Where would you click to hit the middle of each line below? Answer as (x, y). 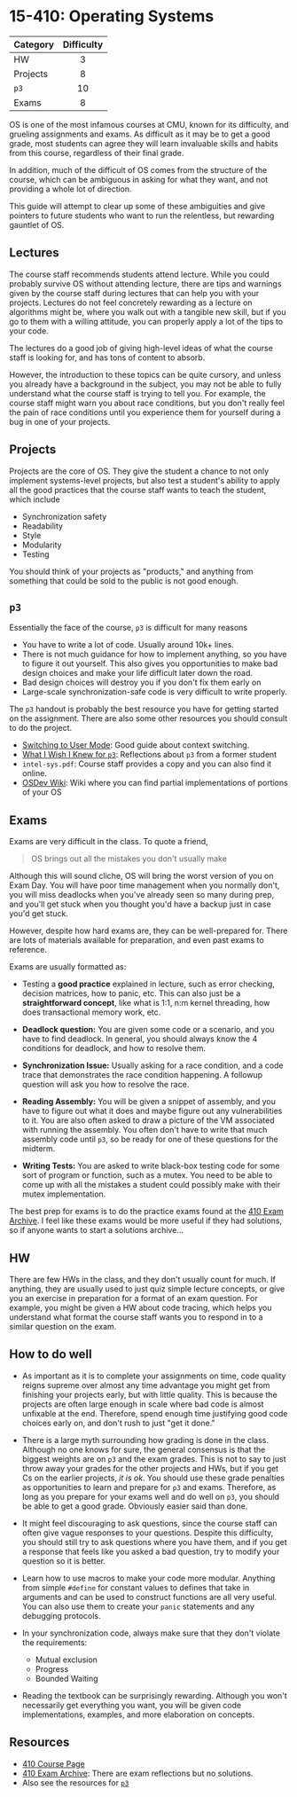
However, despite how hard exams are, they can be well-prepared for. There (148, 931)
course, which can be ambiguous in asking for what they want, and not (139, 179)
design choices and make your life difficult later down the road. (137, 673)
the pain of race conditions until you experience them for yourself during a (145, 412)
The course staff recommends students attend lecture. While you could (140, 274)
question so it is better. (64, 1561)
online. (34, 773)
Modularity (42, 545)
